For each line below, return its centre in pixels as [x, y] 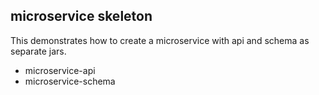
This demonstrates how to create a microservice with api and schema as [160, 40]
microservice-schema [70, 81]
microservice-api [60, 70]
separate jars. [38, 51]
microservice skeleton [81, 16]
